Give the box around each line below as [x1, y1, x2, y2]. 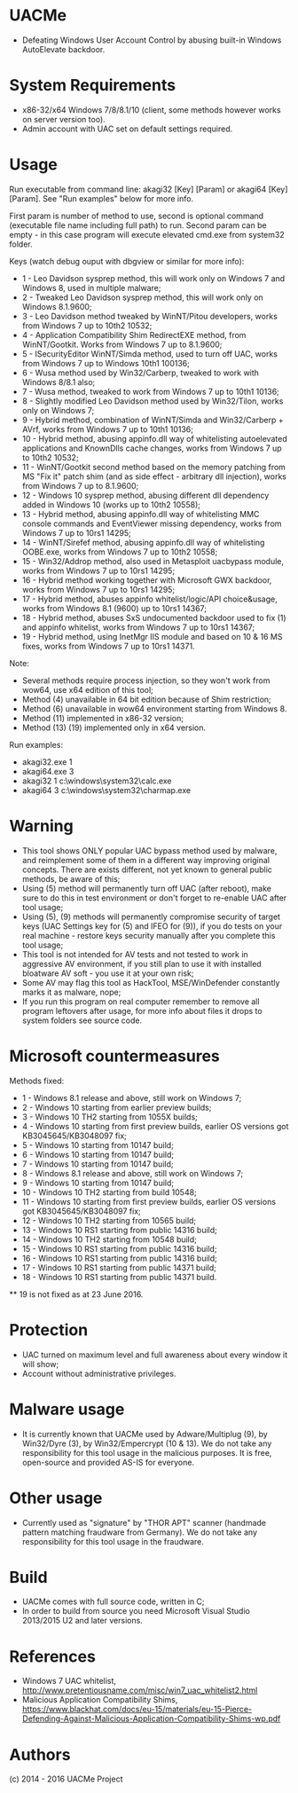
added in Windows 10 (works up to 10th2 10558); [21, 499, 201, 510]
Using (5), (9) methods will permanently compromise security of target [21, 911, 281, 922]
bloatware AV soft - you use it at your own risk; [21, 968, 194, 979]
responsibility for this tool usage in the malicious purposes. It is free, [21, 1447, 272, 1458]
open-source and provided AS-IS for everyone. [21, 1457, 195, 1467]
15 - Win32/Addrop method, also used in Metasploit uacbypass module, [21, 555, 284, 566]
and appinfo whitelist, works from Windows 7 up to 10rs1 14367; [21, 622, 255, 633]
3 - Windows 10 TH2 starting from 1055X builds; [21, 1111, 198, 1122]
